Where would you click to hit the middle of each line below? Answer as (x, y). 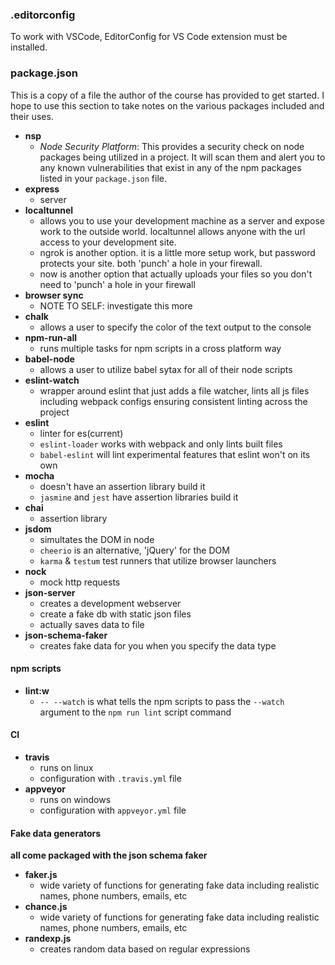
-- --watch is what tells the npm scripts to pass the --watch (162, 701)
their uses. (32, 116)
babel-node (49, 359)
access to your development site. (108, 242)
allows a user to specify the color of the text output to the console (175, 327)
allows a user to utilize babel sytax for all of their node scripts (166, 369)
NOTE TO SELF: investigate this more (116, 305)
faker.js (41, 875)
